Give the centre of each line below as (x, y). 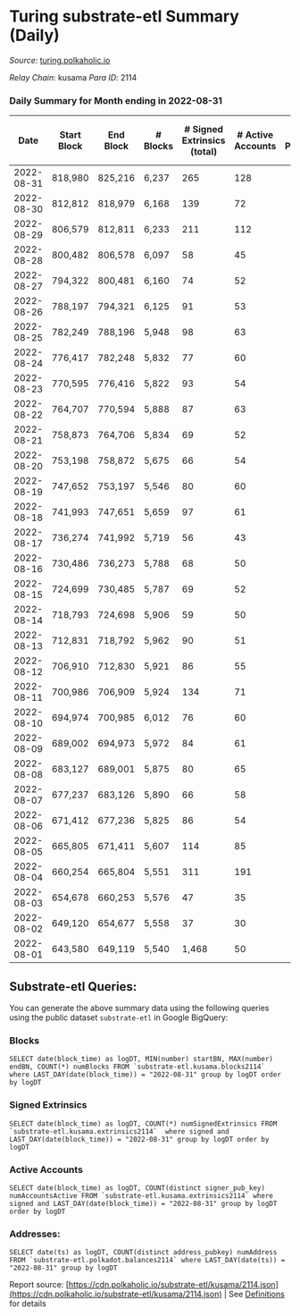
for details (28, 1303)
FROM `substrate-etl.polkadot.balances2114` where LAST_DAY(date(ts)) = (147, 1261)
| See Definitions (254, 1295)
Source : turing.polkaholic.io (60, 60)
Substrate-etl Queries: (73, 987)
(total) (204, 152)
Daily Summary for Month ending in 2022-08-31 (116, 100)
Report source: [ (39, 1285)
